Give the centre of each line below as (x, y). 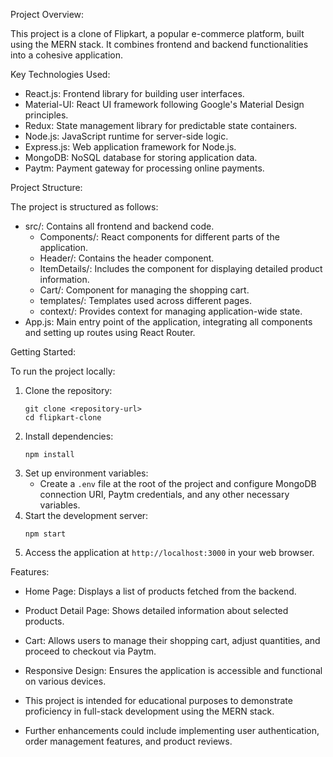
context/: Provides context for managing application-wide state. (171, 311)
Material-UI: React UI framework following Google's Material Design (164, 104)
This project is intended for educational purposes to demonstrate (158, 700)
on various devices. (65, 681)
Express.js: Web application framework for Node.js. (130, 147)
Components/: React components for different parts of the (159, 237)
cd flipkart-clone (63, 418)
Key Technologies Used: (60, 74)
